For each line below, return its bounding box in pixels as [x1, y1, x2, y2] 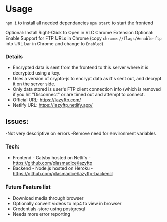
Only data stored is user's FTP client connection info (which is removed [12, 86, 161, 92]
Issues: [5, 117, 29, 126]
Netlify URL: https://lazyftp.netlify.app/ [12, 102, 93, 108]
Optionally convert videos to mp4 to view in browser [12, 200, 122, 206]
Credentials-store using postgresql [12, 206, 85, 212]
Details [5, 53, 23, 60]
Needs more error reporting [12, 211, 71, 217]
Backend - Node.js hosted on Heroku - [12, 165, 93, 171]
